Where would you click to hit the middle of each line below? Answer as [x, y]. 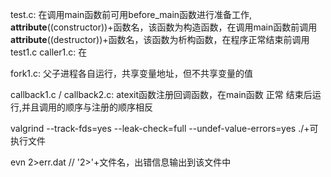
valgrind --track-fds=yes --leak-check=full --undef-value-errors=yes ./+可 [164, 128]
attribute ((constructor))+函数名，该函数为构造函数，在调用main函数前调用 [164, 27]
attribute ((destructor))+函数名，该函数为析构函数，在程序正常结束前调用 [160, 39]
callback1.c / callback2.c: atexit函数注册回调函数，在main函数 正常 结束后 [161, 94]
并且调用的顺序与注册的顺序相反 [87, 107]
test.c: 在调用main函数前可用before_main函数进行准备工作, [131, 14]
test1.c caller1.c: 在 [49, 52]
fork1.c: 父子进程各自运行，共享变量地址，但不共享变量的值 [132, 73]
